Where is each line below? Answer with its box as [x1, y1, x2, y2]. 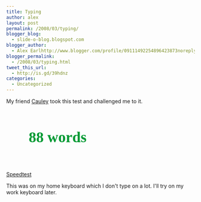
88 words [29, 128, 87, 146]
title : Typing [6, 8, 42, 15]
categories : [6, 76, 36, 82]
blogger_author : [6, 43, 47, 49]
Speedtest [6, 171, 32, 177]
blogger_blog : [6, 31, 42, 37]
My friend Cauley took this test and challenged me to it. [6, 98, 143, 105]
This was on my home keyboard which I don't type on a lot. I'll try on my [6, 182, 184, 189]
